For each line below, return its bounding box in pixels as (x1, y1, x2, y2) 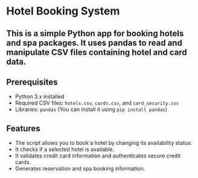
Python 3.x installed (14, 93, 65, 100)
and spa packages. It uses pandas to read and (6, 37, 182, 48)
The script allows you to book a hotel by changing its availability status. (14, 139, 193, 147)
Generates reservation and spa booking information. (14, 165, 145, 173)
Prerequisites (6, 77, 58, 87)
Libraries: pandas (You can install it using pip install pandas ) (14, 106, 168, 113)
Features (6, 123, 40, 133)
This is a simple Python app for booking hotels (6, 28, 184, 39)
